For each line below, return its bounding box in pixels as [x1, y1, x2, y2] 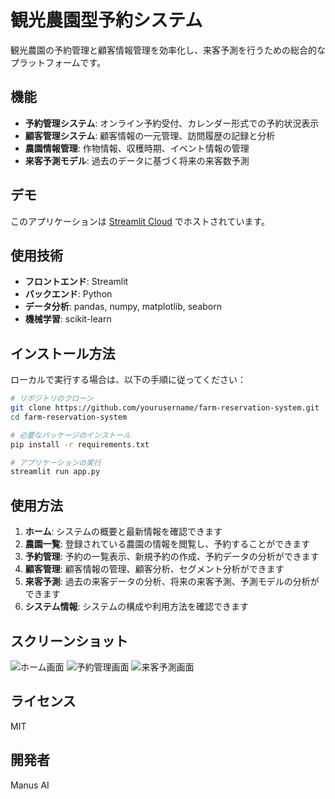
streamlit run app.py [10, 467, 101, 477]
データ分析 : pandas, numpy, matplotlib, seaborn [24, 301, 222, 313]
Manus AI [10, 779, 50, 791]
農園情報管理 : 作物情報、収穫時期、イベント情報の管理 [24, 142, 250, 154]
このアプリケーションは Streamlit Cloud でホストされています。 [10, 215, 270, 227]
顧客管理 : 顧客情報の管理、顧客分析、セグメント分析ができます [24, 563, 285, 575]
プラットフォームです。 [10, 56, 107, 68]
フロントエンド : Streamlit [24, 276, 129, 288]
